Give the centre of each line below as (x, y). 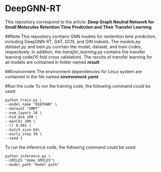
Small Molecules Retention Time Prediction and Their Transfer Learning (78, 27)
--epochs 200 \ (20, 121)
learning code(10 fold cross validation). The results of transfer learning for (79, 57)
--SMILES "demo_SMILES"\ (30, 160)
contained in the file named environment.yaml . (52, 77)
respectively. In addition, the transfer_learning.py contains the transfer (75, 52)
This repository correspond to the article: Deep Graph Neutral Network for (80, 22)
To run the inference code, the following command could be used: (71, 147)
